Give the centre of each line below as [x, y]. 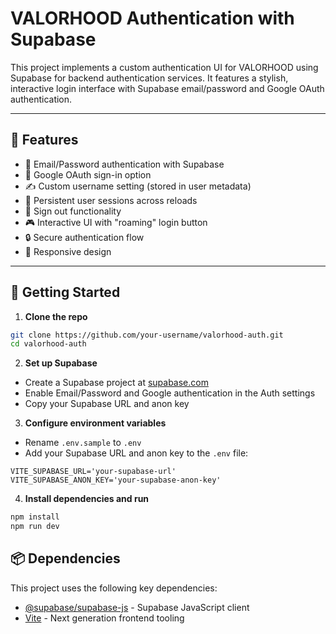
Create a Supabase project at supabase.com [116, 383]
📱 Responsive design [68, 251]
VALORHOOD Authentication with [152, 18]
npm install [35, 517]
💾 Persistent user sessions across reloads [111, 200]
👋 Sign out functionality [73, 211]
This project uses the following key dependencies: [114, 588]
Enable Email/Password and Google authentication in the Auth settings [170, 393]
